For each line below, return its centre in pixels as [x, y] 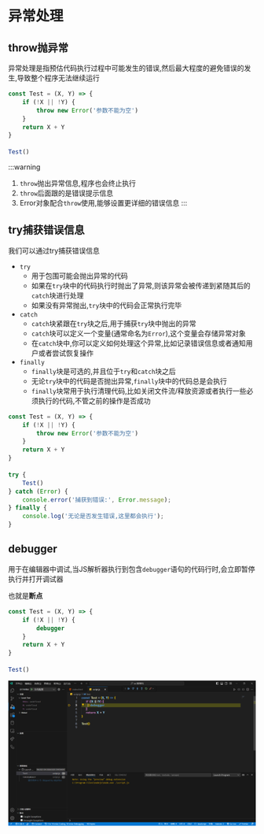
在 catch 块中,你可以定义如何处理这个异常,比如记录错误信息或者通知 [138, 343]
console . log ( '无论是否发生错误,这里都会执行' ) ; [93, 517]
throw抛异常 [38, 48]
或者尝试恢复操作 [66, 353]
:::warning [24, 167]
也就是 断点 [26, 595]
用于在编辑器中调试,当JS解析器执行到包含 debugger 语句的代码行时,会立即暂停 [132, 569]
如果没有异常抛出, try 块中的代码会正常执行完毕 [106, 305]
